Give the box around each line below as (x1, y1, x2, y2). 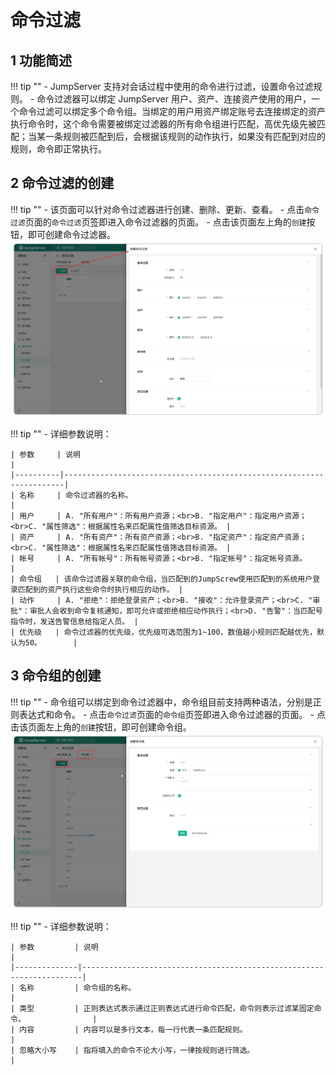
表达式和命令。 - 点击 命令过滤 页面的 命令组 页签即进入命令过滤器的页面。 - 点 (18, 708, 326, 720)
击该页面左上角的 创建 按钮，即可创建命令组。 (10, 721, 192, 733)
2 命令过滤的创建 (10, 175, 115, 192)
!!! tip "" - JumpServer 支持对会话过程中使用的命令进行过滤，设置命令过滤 (10, 81, 314, 92)
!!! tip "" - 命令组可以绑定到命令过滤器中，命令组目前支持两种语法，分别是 (10, 696, 313, 708)
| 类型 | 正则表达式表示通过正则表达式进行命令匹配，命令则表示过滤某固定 (10, 1003, 315, 1013)
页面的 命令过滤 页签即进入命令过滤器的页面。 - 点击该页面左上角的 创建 (24, 216, 307, 228)
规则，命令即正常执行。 (10, 143, 107, 155)
